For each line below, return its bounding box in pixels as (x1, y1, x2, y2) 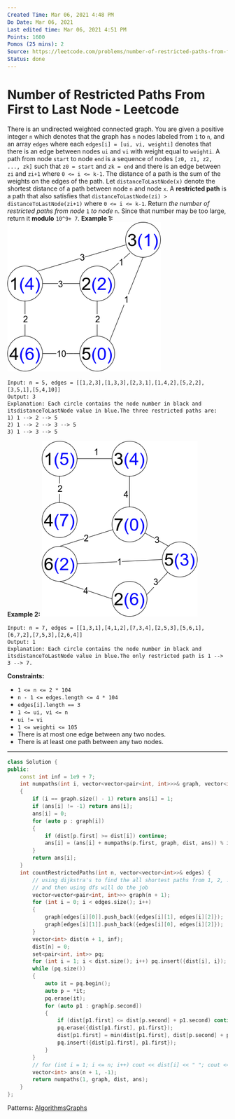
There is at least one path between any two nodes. (17, 737, 164, 746)
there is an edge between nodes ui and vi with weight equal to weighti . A (7, 147, 220, 156)
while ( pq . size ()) (32, 966, 86, 973)
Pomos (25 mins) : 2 (7, 41, 64, 48)
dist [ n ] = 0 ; (32, 943, 71, 950)
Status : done (7, 56, 45, 63)
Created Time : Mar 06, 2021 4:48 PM (7, 11, 114, 18)
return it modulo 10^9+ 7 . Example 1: (7, 214, 113, 222)
